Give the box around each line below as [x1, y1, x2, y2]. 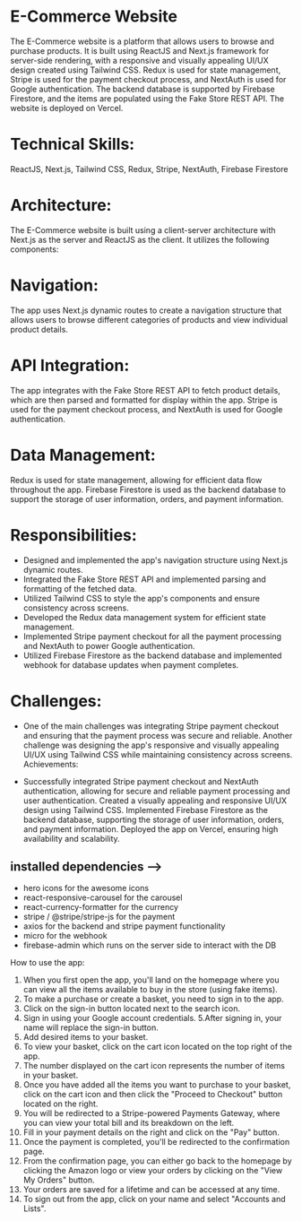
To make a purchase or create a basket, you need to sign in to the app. [22, 993, 285, 1005]
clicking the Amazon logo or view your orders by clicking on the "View [22, 1165, 283, 1176]
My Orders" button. [22, 1174, 95, 1185]
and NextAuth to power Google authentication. [22, 640, 195, 651]
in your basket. [22, 1069, 79, 1081]
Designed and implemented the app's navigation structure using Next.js [22, 554, 289, 566]
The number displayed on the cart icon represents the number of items [22, 1061, 286, 1071]
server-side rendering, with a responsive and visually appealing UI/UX [10, 55, 270, 65]
